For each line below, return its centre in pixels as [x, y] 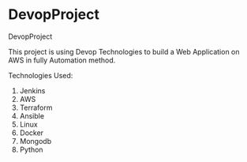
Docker [32, 133]
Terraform [36, 107]
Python [31, 149]
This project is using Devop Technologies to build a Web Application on [124, 51]
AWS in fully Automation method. [62, 60]
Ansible [32, 115]
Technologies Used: [41, 75]
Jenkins [32, 90]
